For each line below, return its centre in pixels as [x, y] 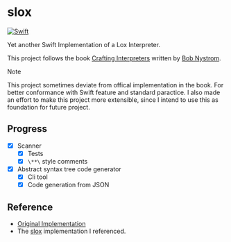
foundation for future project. [49, 107]
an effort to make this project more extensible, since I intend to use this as [113, 100]
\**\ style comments [58, 161]
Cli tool [38, 177]
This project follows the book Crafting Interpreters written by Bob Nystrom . [114, 58]
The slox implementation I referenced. [71, 231]
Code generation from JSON [68, 185]
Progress [27, 129]
